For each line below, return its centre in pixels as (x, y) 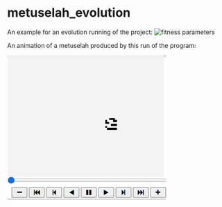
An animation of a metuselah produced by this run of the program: (102, 45)
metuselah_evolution (69, 13)
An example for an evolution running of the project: (80, 32)
